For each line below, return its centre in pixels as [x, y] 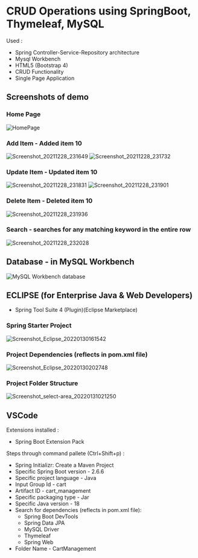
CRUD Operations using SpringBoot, [99, 11]
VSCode [22, 415]
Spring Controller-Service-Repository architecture [77, 52]
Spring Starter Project [39, 326]
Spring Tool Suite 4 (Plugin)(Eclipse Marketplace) [76, 310]
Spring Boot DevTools [51, 517]
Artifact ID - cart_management [53, 491]
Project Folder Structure [42, 383]
